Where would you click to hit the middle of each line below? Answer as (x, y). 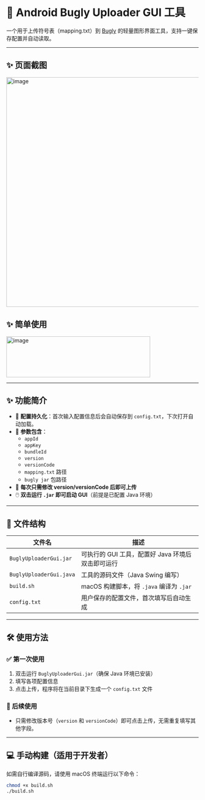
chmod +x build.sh (30, 785)
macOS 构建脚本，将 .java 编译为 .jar (136, 587)
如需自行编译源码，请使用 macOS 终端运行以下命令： (73, 774)
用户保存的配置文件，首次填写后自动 (133, 598)
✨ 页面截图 (27, 65)
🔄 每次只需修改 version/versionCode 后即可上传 (76, 487)
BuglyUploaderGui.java (42, 575)
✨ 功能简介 (27, 400)
